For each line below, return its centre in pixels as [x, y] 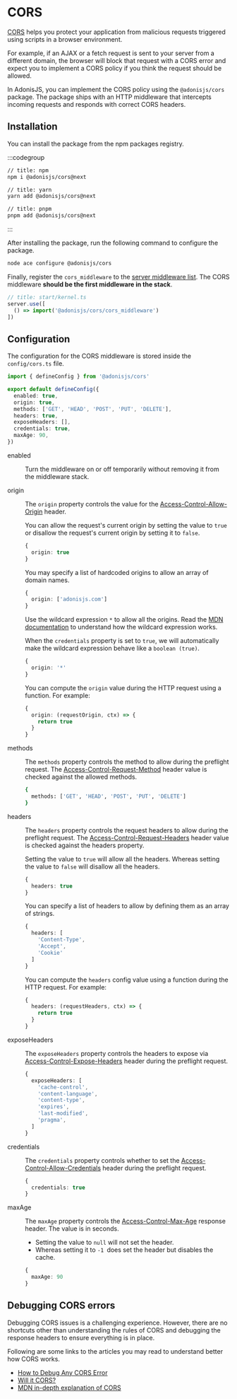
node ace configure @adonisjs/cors [60, 263]
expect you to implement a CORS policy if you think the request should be [115, 68]
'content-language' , [68, 1093]
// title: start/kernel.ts [47, 297]
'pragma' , [52, 1120]
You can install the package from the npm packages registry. [96, 144]
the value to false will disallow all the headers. [92, 866]
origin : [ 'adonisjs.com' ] [69, 599]
